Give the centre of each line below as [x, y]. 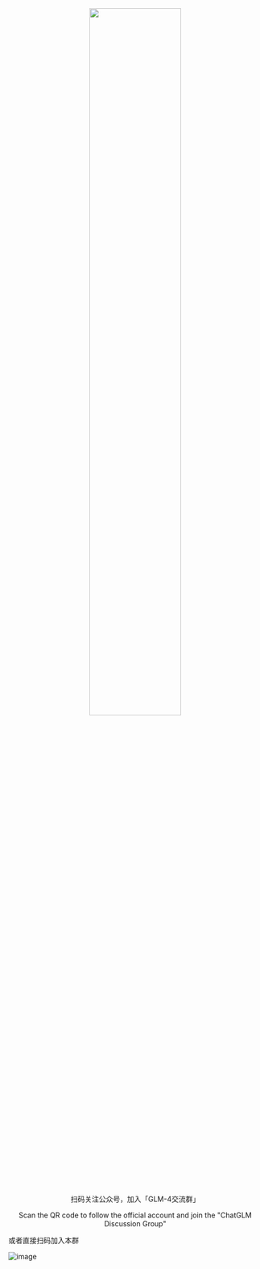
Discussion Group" [135, 1223]
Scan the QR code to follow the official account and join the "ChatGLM [135, 1215]
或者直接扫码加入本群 [43, 1240]
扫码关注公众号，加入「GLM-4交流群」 [135, 1199]
